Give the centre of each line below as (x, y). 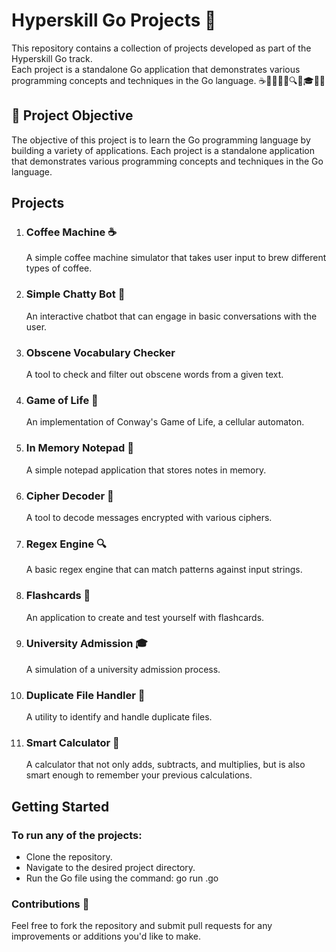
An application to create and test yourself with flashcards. (145, 617)
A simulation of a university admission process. (123, 669)
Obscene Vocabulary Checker (100, 352)
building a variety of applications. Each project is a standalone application (163, 150)
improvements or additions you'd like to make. (106, 936)
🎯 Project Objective (72, 115)
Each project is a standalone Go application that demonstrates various (156, 69)
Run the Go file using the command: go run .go (122, 878)
